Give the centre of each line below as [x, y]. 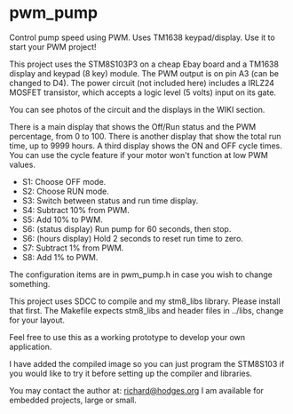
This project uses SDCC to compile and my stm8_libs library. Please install [145, 301]
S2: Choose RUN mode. [65, 191]
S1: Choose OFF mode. [64, 181]
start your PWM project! [53, 46]
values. [22, 164]
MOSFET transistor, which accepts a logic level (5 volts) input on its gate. [143, 92]
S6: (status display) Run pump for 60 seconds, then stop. [127, 228]
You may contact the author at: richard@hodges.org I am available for [137, 390]
